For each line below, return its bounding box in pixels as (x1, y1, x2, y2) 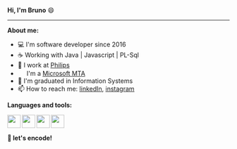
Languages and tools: (7, 101, 73, 109)
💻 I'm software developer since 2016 (17, 40, 126, 48)
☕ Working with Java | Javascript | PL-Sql (17, 51, 140, 59)
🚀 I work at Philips (17, 61, 71, 69)
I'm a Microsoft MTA (26, 70, 86, 77)
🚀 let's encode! (7, 134, 53, 142)
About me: (7, 26, 39, 34)
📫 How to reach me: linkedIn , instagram (17, 84, 135, 93)
